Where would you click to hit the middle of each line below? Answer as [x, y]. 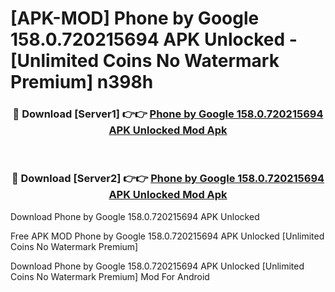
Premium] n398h [82, 82]
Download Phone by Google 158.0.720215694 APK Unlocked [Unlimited [157, 266]
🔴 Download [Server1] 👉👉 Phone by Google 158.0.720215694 [168, 114]
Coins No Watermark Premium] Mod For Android [110, 276]
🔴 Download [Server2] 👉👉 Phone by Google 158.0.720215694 [168, 179]
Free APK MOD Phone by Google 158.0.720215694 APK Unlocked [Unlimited [167, 236]
